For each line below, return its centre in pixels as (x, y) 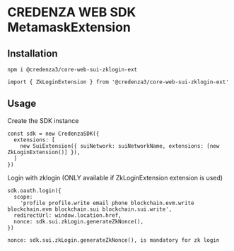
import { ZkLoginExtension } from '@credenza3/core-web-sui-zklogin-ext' (118, 82)
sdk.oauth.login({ (34, 191)
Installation (33, 53)
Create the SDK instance (43, 120)
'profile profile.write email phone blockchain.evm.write (107, 203)
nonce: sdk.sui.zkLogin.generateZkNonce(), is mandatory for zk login (113, 240)
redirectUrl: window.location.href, (68, 215)
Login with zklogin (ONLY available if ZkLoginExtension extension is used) (115, 177)
